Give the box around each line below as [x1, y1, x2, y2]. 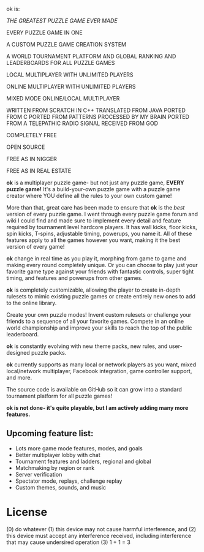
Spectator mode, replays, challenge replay [15, 477, 123, 485]
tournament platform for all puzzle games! [6, 392, 112, 399]
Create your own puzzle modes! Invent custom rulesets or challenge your [6, 311, 192, 318]
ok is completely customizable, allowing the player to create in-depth [6, 286, 181, 293]
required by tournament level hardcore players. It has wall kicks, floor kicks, [6, 224, 197, 230]
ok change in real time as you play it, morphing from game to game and [6, 255, 187, 262]
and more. [6, 374, 32, 381]
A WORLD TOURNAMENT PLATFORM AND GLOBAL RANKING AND [6, 53, 176, 60]
